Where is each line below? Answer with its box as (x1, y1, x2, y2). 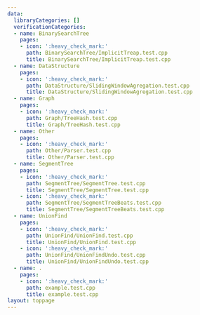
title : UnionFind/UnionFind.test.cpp (25, 239, 137, 246)
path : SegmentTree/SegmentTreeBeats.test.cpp (25, 199, 161, 207)
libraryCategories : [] (13, 17, 80, 24)
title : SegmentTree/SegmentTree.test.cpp (25, 187, 149, 194)
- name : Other (13, 128, 55, 135)
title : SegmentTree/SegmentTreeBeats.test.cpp (25, 206, 165, 213)
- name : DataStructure (13, 62, 80, 69)
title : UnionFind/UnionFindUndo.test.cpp (25, 258, 149, 265)
